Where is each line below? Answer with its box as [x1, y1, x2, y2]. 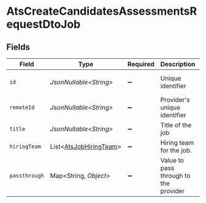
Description [160, 60, 196, 68]
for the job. [160, 146, 192, 155]
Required [128, 60, 154, 68]
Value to [160, 156, 184, 164]
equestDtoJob [6, 17, 81, 31]
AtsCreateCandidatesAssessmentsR [6, 4, 197, 18]
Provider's [160, 96, 190, 104]
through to [160, 172, 191, 180]
